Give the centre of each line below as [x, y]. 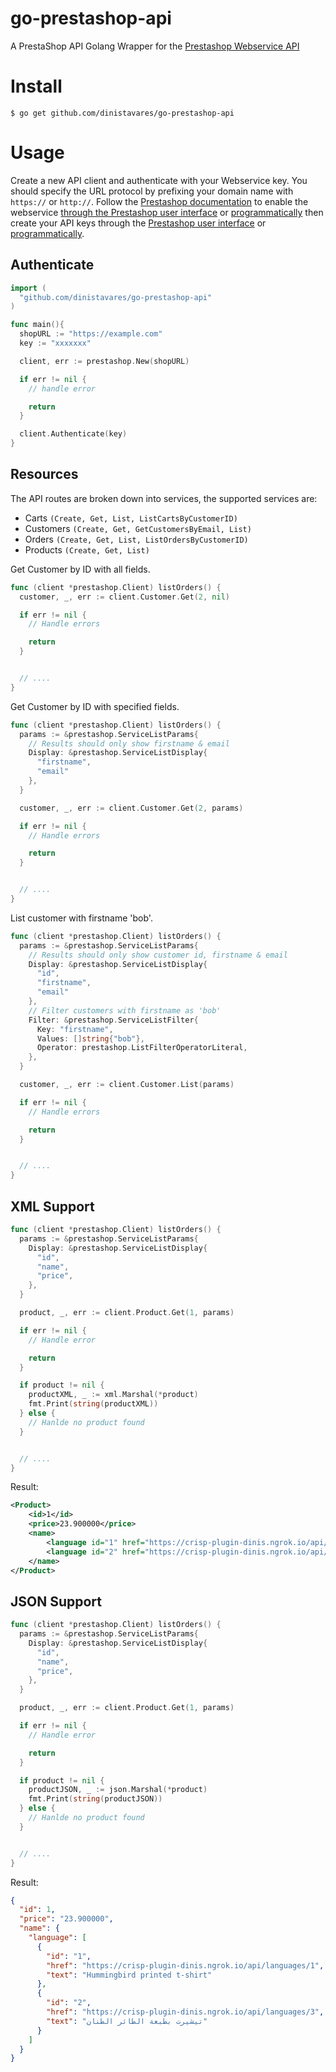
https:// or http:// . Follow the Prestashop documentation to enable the [159, 201]
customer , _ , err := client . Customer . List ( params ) [127, 1085]
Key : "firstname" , [75, 1029]
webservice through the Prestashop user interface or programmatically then [167, 212]
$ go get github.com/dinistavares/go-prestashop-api [122, 113]
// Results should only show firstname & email [129, 743]
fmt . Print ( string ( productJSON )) [95, 1799]
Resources [44, 474]
